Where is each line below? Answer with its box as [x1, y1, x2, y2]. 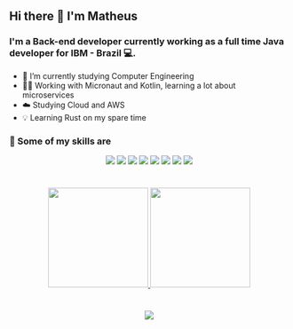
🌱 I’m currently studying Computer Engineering [21, 70, 194, 81]
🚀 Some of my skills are [9, 135, 112, 147]
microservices [21, 90, 75, 100]
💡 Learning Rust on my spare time [21, 112, 146, 122]
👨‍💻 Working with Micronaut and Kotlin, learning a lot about [21, 80, 236, 90]
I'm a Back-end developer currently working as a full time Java [9, 35, 284, 48]
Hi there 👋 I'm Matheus [9, 9, 139, 24]
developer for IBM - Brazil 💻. [9, 47, 136, 59]
